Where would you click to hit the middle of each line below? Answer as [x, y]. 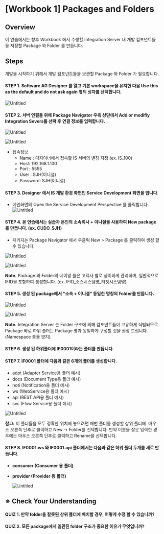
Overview [20, 27]
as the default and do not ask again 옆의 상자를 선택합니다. [63, 92]
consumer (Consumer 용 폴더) [43, 465]
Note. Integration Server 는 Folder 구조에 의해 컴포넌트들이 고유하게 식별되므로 [82, 324]
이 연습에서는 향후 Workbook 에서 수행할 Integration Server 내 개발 [70, 39]
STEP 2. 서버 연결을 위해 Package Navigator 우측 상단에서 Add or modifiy [78, 115]
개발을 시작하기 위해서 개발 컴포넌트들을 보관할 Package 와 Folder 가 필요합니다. [82, 73]
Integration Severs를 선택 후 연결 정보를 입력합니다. [55, 121]
